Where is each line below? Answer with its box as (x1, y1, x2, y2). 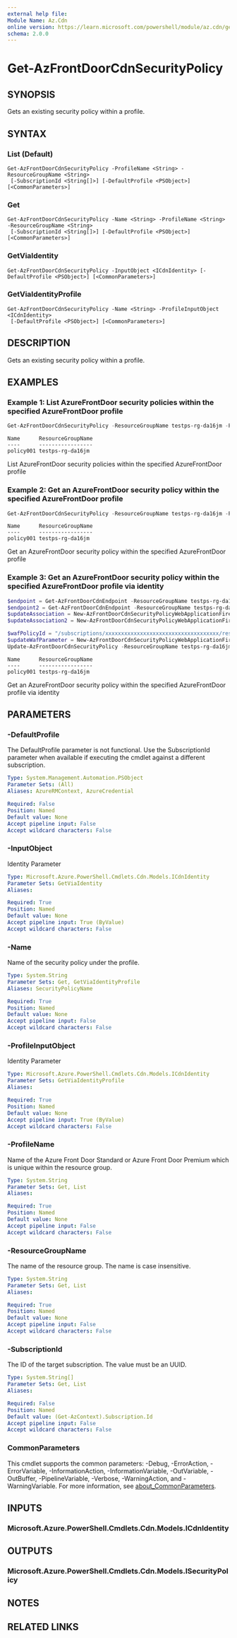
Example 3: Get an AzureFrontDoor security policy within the (7, 573, 220, 583)
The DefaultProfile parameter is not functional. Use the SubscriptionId (7, 746, 210, 754)
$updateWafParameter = (7, 637, 74, 644)
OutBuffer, (7, 1474, 37, 1482)
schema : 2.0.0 (7, 30, 49, 37)
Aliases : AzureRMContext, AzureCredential (7, 788, 134, 795)
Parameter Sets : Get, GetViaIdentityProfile (7, 978, 140, 985)
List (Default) (7, 149, 54, 159)
